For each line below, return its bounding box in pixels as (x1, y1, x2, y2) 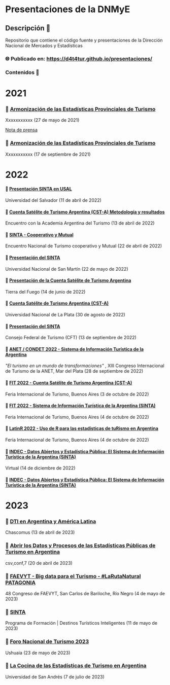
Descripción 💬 (5, 24, 51, 32)
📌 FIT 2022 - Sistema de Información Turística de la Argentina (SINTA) (5, 403, 156, 409)
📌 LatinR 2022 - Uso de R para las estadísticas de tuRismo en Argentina (5, 425, 159, 431)
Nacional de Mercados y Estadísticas (5, 43, 83, 49)
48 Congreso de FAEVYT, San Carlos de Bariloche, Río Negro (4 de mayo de (5, 590, 165, 596)
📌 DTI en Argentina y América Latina (5, 518, 96, 525)
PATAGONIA (5, 579, 36, 586)
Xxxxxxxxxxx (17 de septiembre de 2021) (5, 151, 91, 157)
